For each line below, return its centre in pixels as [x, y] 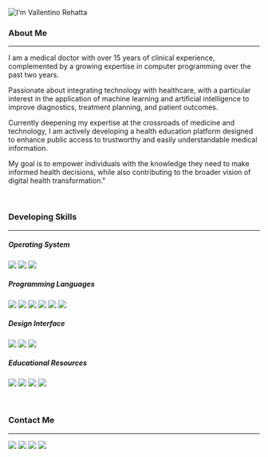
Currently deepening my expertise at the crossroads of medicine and [122, 123]
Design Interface [37, 324]
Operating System [39, 244]
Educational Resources [48, 363]
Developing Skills [43, 217]
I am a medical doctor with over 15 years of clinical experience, [112, 58]
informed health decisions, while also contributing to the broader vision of [130, 173]
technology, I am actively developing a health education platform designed [131, 131]
